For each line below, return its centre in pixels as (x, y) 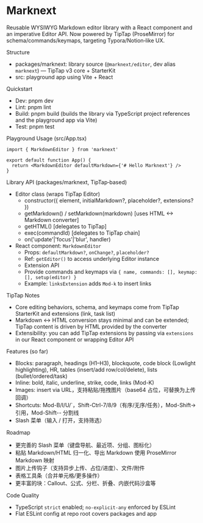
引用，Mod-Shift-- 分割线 (47, 413)
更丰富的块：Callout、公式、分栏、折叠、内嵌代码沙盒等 (85, 483)
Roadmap (18, 432)
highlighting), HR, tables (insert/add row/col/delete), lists (86, 369)
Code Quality (23, 495)
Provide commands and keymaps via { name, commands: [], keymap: (111, 271)
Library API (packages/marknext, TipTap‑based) (67, 182)
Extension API (42, 265)
